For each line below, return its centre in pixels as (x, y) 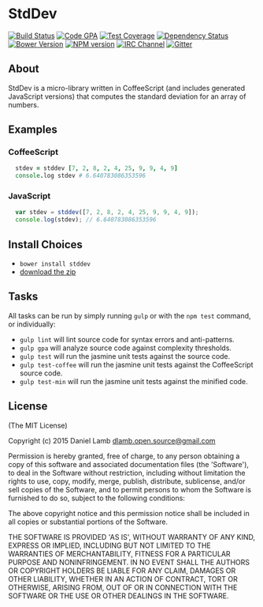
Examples (33, 130)
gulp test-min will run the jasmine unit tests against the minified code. (133, 381)
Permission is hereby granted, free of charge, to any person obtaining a (124, 456)
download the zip (48, 272)
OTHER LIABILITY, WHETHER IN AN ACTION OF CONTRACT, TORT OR (123, 579)
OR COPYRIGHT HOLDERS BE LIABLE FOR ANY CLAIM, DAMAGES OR (122, 571)
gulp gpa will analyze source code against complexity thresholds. (126, 348)
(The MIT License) (38, 425)
